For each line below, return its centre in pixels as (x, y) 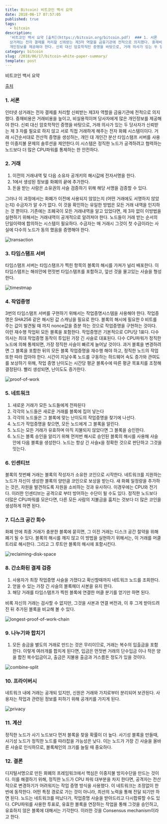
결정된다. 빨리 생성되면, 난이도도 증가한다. (45, 369)
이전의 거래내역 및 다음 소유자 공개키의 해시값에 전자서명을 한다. (74, 175)
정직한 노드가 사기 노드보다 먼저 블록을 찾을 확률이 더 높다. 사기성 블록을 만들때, (82, 735)
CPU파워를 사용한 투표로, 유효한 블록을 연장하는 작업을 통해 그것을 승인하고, (85, 804)
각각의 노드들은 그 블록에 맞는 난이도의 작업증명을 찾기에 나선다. (74, 417)
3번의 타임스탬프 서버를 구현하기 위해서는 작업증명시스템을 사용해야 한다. (76, 313)
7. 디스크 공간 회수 (25, 520)
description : (19, 33)
